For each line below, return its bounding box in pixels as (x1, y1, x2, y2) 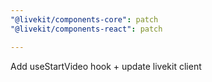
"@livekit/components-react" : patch (10, 24, 163, 34)
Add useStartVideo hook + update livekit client (10, 60, 202, 72)
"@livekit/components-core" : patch (10, 14, 159, 25)
